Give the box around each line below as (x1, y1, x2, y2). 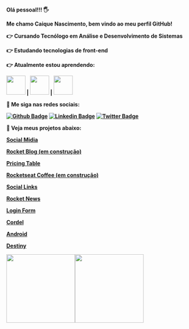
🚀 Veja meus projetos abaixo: (6, 125, 82, 131)
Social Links (6, 183, 38, 190)
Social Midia (6, 136, 38, 143)
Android (6, 230, 27, 237)
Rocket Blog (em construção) (6, 148, 82, 155)
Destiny (6, 242, 27, 249)
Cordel (6, 219, 24, 226)
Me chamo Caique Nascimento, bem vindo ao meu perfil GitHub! (6, 20, 173, 27)
